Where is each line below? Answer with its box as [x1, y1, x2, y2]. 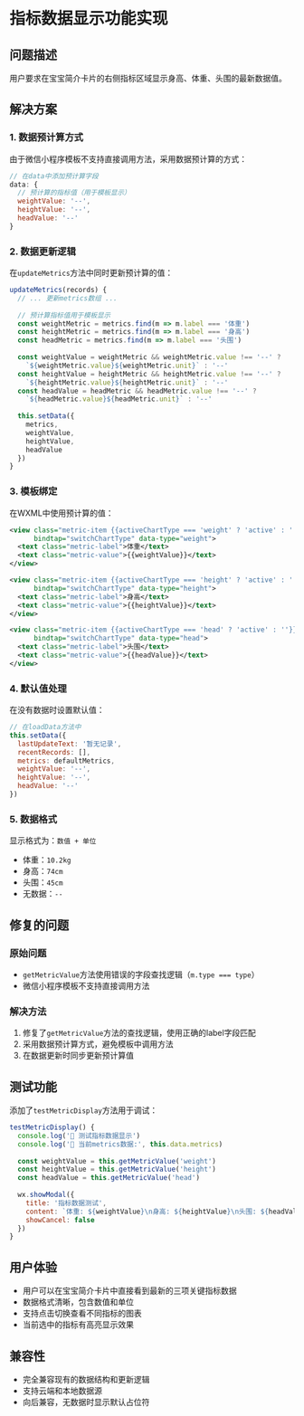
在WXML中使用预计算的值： [9, 508, 114, 518]
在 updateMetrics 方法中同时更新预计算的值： [9, 268, 174, 279]
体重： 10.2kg [22, 854, 71, 865]
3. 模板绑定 [9, 485, 58, 498]
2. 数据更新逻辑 [9, 245, 77, 258]
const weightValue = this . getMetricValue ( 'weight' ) [17, 1156, 217, 1165]
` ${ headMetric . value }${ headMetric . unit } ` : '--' [25, 394, 213, 404]
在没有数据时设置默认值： [9, 705, 105, 716]
